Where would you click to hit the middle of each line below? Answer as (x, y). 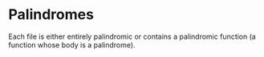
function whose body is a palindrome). (72, 44)
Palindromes (51, 15)
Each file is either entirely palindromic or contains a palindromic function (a (132, 36)
